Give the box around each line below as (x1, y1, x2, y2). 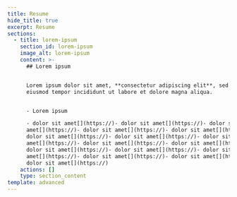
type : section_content (20, 172, 87, 180)
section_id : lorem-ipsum (20, 43, 93, 50)
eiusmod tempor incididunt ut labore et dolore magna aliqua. (25, 88, 213, 95)
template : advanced (7, 179, 65, 186)
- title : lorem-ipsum (13, 37, 78, 44)
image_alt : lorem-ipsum (20, 50, 90, 57)
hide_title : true (7, 17, 59, 24)
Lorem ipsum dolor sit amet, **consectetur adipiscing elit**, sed (25, 82, 229, 89)
